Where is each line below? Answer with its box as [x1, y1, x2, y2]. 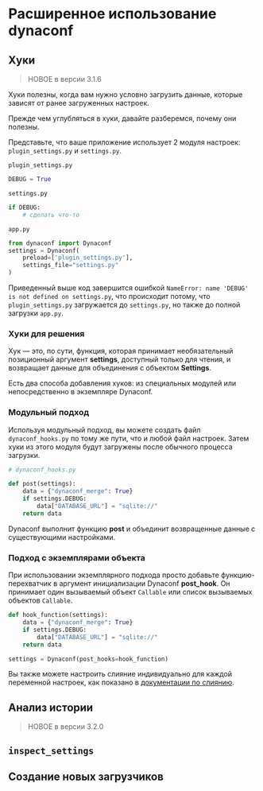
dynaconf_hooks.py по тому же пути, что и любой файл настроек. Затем [8, 433, 249, 443]
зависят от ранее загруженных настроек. [8, 99, 149, 107]
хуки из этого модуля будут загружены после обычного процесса [8, 442, 233, 452]
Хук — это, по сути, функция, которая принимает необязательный [8, 347, 234, 356]
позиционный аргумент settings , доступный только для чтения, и [8, 355, 231, 364]
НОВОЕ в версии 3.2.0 [27, 722, 104, 731]
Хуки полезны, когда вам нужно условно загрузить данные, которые [8, 90, 243, 99]
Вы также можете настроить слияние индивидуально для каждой [8, 669, 233, 679]
